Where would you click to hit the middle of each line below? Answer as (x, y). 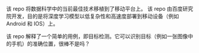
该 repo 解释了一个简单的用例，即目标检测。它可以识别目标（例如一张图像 (97, 36)
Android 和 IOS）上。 (32, 24)
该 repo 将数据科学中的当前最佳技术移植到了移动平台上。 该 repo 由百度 (95, 9)
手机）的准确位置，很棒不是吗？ (50, 44)
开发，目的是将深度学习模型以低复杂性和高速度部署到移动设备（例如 (95, 16)
